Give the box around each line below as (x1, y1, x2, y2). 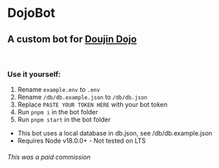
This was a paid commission (7, 152, 90, 161)
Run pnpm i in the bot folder (17, 108, 98, 116)
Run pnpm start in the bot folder (17, 115, 111, 124)
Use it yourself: (7, 69, 61, 79)
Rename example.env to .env (17, 85, 100, 94)
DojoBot (7, 5, 56, 21)
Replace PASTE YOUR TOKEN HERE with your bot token (17, 100, 168, 109)
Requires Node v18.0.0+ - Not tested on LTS (17, 136, 146, 145)
